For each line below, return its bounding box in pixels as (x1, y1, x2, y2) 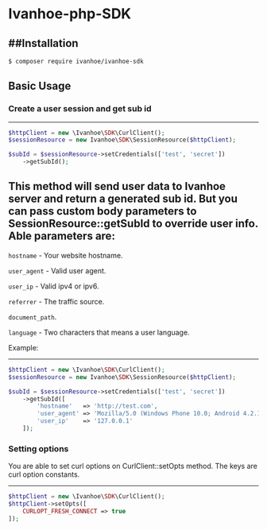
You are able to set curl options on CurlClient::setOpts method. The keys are (8, 462, 258, 471)
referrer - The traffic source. (8, 296, 105, 306)
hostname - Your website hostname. (8, 250, 123, 260)
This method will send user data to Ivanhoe (8, 180, 226, 193)
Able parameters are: (8, 230, 115, 243)
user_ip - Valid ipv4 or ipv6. (8, 281, 99, 291)
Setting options (8, 443, 69, 454)
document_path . (8, 311, 57, 322)
